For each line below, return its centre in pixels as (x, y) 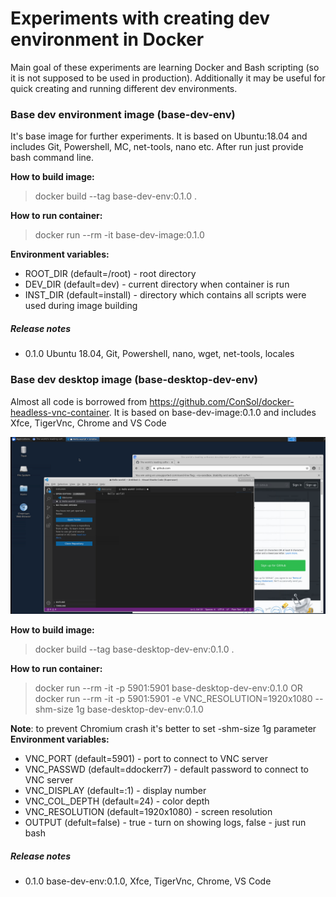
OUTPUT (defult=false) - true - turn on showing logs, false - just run (165, 822)
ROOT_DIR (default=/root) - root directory (110, 274)
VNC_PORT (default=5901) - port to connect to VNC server (146, 758)
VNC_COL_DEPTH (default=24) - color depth (117, 801)
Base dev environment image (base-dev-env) (123, 114)
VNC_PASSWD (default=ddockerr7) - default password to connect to (166, 769)
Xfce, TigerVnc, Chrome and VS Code (88, 423)
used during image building (81, 306)
